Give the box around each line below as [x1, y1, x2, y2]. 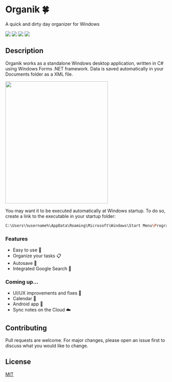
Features [5, 235, 28, 242]
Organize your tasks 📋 [12, 252, 61, 259]
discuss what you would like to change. [5, 343, 89, 349]
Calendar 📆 [12, 296, 37, 302]
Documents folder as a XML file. [5, 71, 73, 77]
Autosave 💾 [12, 260, 37, 266]
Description [5, 46, 44, 55]
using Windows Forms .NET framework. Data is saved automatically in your [5, 65, 164, 71]
